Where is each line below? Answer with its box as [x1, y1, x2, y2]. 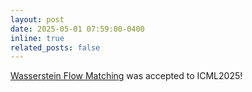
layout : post [10, 14, 65, 25]
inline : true [10, 33, 65, 43]
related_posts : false [10, 42, 101, 53]
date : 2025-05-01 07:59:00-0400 [10, 24, 145, 34]
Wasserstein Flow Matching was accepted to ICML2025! [10, 70, 243, 82]
